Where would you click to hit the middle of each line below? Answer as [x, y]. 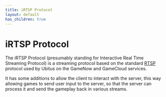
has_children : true [26, 19]
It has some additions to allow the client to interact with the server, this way [83, 78]
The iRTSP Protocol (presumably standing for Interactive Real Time [75, 58]
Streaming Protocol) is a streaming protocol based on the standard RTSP [80, 63]
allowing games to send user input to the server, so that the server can [78, 84]
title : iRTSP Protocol [29, 10]
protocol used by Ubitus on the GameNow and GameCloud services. [76, 69]
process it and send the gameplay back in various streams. [66, 89]
